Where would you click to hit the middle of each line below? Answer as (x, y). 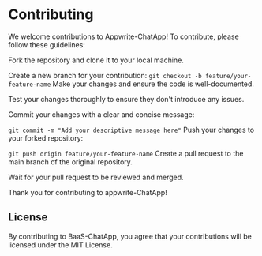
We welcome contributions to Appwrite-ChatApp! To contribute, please (124, 36)
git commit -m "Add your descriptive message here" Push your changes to (131, 130)
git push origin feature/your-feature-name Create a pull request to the (126, 153)
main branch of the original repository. (70, 162)
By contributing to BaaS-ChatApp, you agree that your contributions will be (130, 236)
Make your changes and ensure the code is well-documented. (153, 84)
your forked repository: (46, 138)
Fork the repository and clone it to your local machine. (96, 60)
